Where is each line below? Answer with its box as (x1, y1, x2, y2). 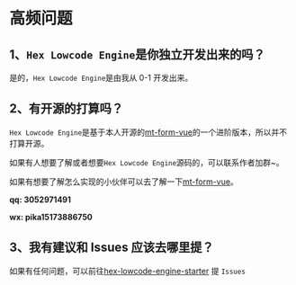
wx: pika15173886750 (9, 211, 93, 222)
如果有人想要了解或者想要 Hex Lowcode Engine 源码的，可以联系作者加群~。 (9, 156, 285, 167)
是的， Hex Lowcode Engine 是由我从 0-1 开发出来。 (9, 73, 193, 83)
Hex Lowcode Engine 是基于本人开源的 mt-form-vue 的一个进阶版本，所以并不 (9, 127, 288, 138)
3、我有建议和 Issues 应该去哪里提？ (9, 240, 214, 255)
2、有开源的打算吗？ (9, 101, 124, 117)
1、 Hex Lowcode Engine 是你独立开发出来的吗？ (9, 47, 265, 62)
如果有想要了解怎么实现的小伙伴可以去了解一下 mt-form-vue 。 (9, 176, 238, 187)
